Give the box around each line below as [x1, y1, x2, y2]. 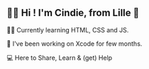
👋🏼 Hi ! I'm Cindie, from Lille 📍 [6, 7, 140, 19]
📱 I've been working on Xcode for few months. [6, 39, 143, 48]
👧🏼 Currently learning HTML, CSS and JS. [6, 25, 129, 34]
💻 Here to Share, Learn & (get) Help [6, 54, 113, 62]
